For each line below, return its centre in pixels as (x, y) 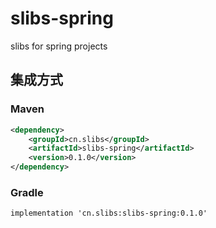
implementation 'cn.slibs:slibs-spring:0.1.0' (109, 213)
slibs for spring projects (59, 46)
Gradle (27, 192)
